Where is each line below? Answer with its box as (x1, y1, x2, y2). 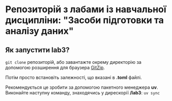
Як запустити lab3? (5, 45, 70, 54)
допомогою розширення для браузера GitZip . (5, 65, 105, 70)
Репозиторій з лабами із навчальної (5, 4, 166, 15)
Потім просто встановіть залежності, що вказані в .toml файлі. (5, 74, 142, 80)
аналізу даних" (5, 26, 74, 37)
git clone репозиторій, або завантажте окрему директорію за (5, 59, 142, 65)
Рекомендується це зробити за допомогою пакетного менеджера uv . (5, 84, 158, 90)
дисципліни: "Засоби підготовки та (5, 14, 164, 26)
